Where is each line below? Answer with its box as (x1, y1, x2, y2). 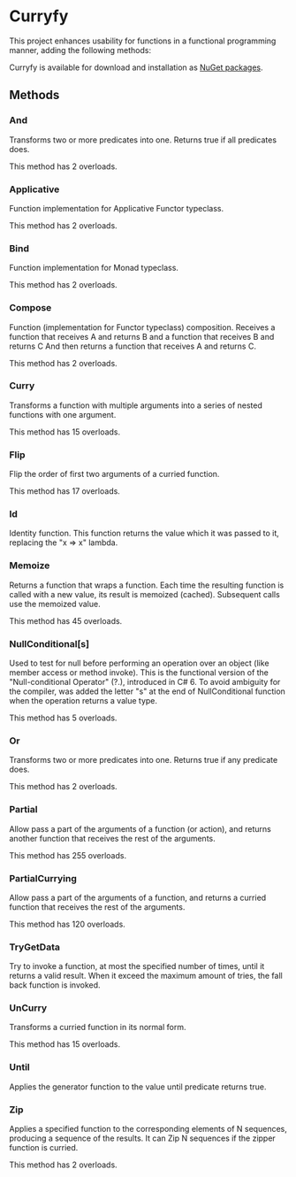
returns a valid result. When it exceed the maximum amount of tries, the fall (9, 971, 283, 981)
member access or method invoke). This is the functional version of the (9, 667, 269, 678)
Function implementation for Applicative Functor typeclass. (9, 203, 224, 213)
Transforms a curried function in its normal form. (9, 1022, 186, 1033)
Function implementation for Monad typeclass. (9, 263, 179, 273)
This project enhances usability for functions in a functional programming (9, 35, 277, 46)
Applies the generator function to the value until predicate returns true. (9, 1081, 267, 1092)
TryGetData (9, 941, 60, 953)
